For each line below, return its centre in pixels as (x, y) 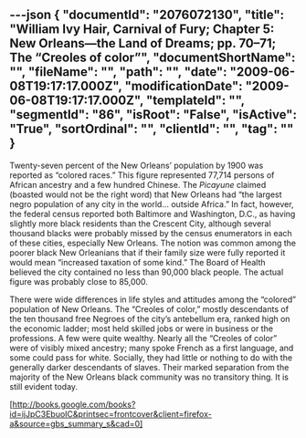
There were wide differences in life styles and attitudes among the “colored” (153, 299)
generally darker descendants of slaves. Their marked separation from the (149, 367)
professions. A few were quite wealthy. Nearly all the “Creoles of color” (143, 338)
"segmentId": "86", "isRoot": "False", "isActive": (153, 115)
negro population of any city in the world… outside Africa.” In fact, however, (152, 203)
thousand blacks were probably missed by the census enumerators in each (151, 233)
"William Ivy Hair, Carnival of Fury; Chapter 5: (142, 30)
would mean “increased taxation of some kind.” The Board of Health (138, 262)
